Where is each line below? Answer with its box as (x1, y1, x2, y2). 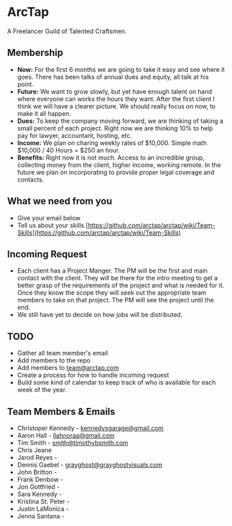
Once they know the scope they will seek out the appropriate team (17, 289, 207, 297)
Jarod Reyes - (17, 454, 57, 461)
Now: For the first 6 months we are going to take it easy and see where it (17, 65, 225, 73)
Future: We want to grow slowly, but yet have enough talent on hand (17, 87, 213, 95)
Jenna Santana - (17, 512, 65, 520)
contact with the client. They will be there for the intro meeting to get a (17, 274, 218, 282)
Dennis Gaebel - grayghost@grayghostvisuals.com (17, 460, 162, 469)
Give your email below (17, 213, 81, 222)
